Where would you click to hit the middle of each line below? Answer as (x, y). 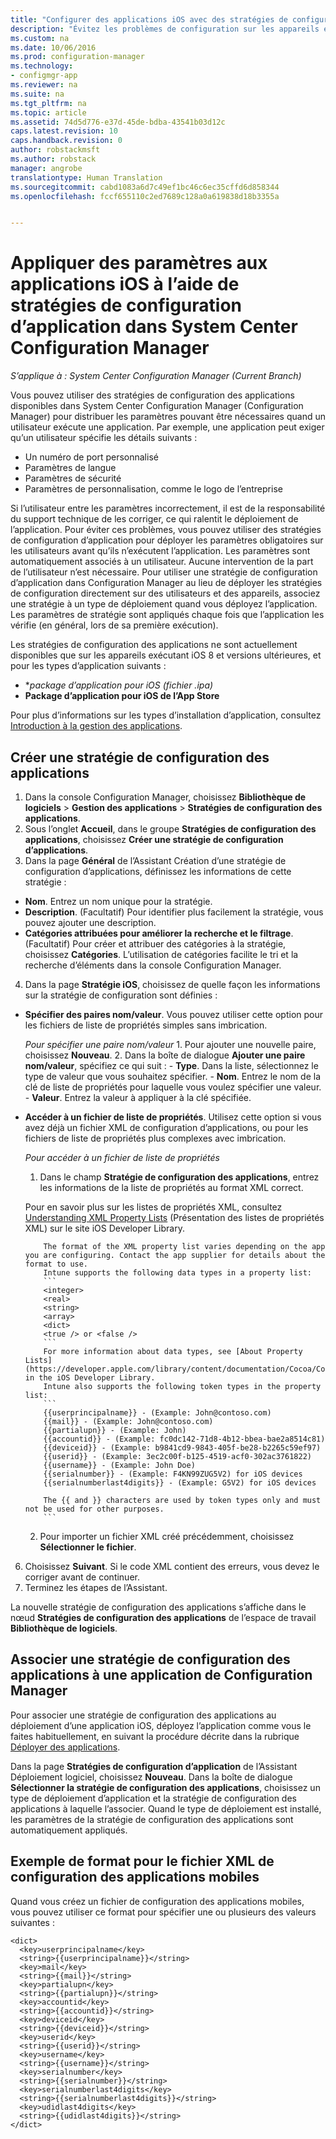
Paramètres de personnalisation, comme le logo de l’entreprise (153, 489)
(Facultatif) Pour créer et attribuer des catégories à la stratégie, (155, 944)
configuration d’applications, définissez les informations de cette (158, 871)
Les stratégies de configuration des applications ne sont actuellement (154, 645)
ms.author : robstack (53, 159)
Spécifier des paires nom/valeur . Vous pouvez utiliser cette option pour (174, 1014)
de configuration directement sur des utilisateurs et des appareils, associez (165, 593)
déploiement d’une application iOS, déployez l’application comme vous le (161, 1725)
